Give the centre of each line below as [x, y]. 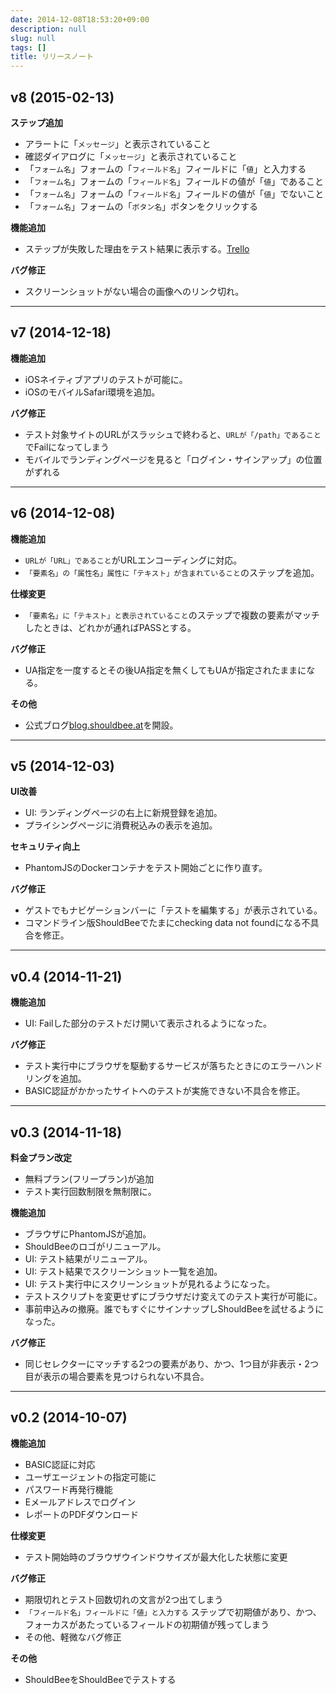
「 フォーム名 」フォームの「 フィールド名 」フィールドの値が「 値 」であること [174, 181]
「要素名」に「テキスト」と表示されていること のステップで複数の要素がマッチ [172, 615]
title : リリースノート [52, 57]
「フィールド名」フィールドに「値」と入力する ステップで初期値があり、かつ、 [173, 1612]
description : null [48, 29]
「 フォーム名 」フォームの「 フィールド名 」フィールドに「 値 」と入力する [165, 168]
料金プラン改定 [41, 1157]
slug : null [33, 38]
